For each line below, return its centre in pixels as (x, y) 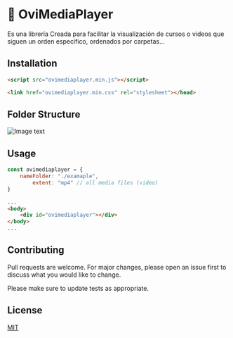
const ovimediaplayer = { (45, 170)
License (25, 310)
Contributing (36, 250)
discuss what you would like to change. (64, 275)
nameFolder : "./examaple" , (59, 176)
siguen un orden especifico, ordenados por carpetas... (86, 41)
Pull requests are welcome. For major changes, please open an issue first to (117, 267)
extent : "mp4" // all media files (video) (95, 182)
